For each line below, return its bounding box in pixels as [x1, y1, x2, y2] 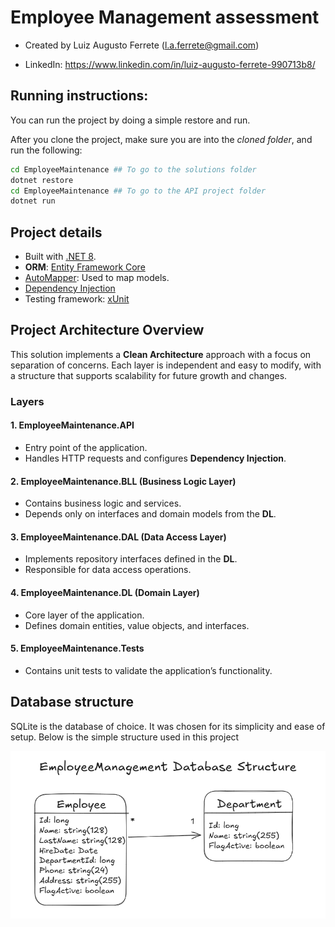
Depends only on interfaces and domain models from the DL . [24, 508, 277, 520]
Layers [10, 394, 45, 408]
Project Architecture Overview [10, 322, 205, 339]
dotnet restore [10, 175, 74, 185]
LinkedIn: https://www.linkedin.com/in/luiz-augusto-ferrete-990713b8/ [24, 58, 316, 70]
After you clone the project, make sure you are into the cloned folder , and [10, 133, 313, 145]
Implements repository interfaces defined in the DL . [24, 553, 238, 565]
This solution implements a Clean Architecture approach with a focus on [10, 348, 312, 360]
